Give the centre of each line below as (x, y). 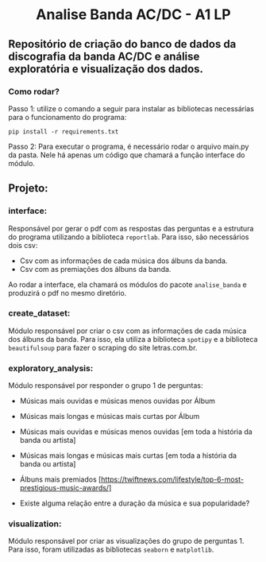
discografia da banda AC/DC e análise (104, 56)
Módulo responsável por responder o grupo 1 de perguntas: (106, 386)
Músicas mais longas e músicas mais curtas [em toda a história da (128, 455)
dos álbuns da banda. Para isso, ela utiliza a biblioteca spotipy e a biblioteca (133, 339)
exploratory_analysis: (51, 368)
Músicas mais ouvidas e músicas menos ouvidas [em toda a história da (136, 432)
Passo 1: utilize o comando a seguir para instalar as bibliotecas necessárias (131, 108)
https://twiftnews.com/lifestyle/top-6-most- (172, 479)
